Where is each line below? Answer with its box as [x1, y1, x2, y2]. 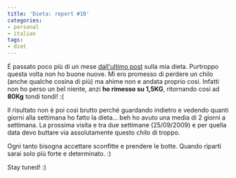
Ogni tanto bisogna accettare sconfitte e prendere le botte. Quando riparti [7, 142, 222, 150]
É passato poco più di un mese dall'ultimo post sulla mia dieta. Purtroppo [7, 63, 219, 70]
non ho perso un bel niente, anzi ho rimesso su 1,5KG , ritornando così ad [7, 85, 220, 93]
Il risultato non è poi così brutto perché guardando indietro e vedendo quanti [7, 106, 229, 114]
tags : [7, 37, 23, 44]
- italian [7, 30, 37, 37]
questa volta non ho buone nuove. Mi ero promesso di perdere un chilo [7, 70, 213, 78]
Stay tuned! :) [7, 163, 47, 171]
